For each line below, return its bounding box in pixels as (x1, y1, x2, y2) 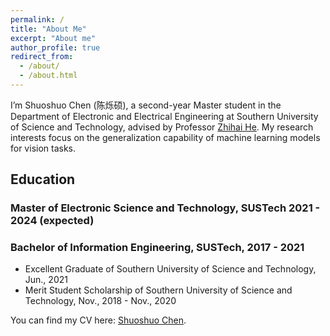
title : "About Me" (10, 24, 87, 34)
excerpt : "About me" (10, 33, 97, 43)
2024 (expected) (10, 214, 95, 228)
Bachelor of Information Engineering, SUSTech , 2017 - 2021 (10, 241, 305, 255)
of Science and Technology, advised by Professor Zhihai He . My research (10, 121, 314, 133)
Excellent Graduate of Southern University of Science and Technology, (24, 263, 317, 275)
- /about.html (19, 71, 78, 81)
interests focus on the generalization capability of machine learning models (10, 131, 321, 143)
